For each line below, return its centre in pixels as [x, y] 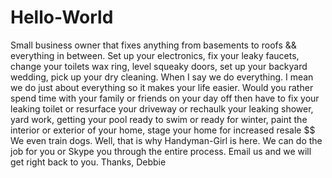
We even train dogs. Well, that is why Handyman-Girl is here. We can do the [166, 140]
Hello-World [62, 17]
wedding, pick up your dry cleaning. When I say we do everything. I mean [162, 77]
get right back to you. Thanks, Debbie [88, 162]
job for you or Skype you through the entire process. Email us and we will [161, 151]
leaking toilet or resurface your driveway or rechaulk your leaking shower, [162, 108]
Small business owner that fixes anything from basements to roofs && [153, 45]
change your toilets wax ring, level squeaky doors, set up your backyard [159, 66]
